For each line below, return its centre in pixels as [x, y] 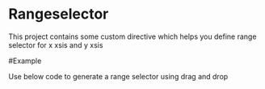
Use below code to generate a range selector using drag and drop [118, 76]
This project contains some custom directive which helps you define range [132, 36]
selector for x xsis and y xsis [56, 44]
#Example [25, 61]
